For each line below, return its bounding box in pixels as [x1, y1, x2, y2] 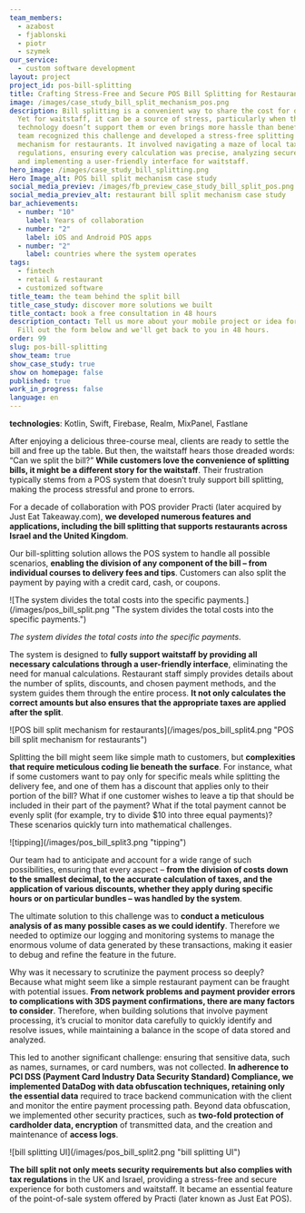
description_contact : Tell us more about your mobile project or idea [9, 317, 282, 327]
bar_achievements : [9, 199, 79, 209]
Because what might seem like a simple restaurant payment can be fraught [9, 977, 290, 987]
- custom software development [17, 64, 136, 74]
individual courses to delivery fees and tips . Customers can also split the [9, 567, 287, 577]
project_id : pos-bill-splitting [9, 81, 132, 90]
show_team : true [9, 350, 71, 360]
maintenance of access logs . [9, 1129, 119, 1139]
